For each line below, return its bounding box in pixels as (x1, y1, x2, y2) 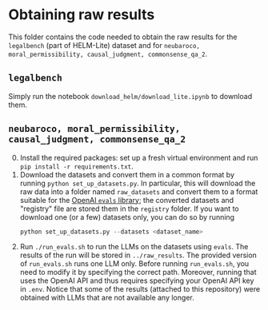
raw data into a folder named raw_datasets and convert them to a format (19, 186, 258, 197)
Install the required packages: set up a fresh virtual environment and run (19, 153, 258, 162)
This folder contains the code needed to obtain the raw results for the (8, 32, 238, 42)
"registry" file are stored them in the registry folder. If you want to (19, 204, 239, 213)
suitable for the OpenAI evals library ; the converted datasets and (19, 195, 234, 205)
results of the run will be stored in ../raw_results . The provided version (19, 250, 258, 260)
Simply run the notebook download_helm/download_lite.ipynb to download (8, 91, 253, 101)
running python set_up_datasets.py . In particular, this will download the (19, 178, 256, 188)
